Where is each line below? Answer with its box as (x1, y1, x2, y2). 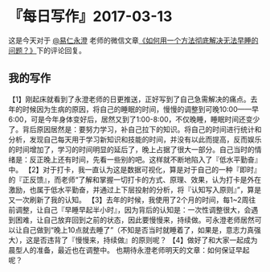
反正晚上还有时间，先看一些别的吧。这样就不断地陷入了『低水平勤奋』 (29, 155, 262, 164)
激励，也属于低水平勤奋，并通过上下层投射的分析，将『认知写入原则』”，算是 (8, 184, 262, 194)
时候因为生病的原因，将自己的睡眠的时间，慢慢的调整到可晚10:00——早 (22, 104, 260, 113)
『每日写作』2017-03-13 (8, 7, 173, 26)
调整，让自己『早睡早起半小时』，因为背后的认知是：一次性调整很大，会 (14, 204, 252, 214)
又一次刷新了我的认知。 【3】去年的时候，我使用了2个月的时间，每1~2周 (8, 195, 249, 204)
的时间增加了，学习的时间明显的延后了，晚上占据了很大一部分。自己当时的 (8, 144, 255, 154)
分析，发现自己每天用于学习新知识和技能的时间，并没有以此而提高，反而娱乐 (8, 134, 262, 144)
